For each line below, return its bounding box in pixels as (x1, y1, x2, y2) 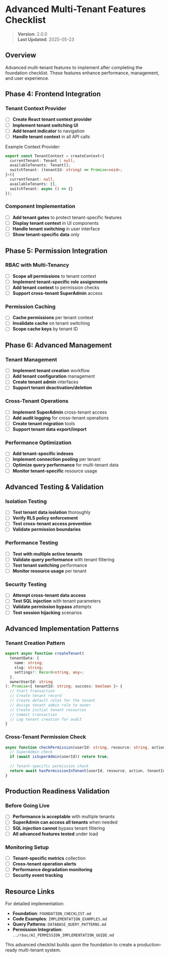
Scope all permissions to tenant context (12, 273, 97, 279)
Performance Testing (5, 539, 58, 546)
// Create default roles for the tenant (10, 698, 96, 703)
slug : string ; (14, 665, 44, 670)
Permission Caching (5, 303, 56, 310)
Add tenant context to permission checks (12, 284, 100, 290)
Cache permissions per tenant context (12, 315, 94, 321)
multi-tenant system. (18, 947, 61, 953)
